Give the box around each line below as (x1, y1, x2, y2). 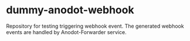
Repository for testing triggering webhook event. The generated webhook (6, 23, 184, 29)
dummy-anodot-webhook (6, 3, 134, 17)
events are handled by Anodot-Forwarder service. (6, 28, 127, 35)
